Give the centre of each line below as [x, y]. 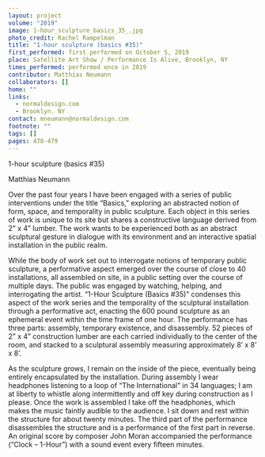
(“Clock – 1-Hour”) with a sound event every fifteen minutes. [106, 444]
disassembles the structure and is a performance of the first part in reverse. [132, 427]
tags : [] [23, 133]
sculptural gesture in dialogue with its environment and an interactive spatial [132, 236]
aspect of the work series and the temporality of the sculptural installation [129, 302]
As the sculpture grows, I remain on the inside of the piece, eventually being [132, 368]
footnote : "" [30, 126]
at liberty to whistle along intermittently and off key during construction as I [131, 394]
